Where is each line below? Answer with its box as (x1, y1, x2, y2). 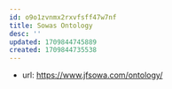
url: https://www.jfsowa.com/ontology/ (21, 70, 163, 80)
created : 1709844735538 (9, 46, 98, 55)
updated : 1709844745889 (9, 37, 98, 47)
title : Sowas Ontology (9, 21, 93, 30)
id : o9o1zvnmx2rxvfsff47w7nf (9, 12, 117, 22)
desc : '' (9, 29, 42, 38)
